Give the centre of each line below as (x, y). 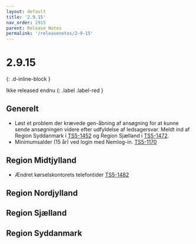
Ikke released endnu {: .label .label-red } (55, 90)
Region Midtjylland (41, 161)
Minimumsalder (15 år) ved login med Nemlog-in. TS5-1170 (86, 141)
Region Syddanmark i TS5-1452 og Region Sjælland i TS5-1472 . (92, 136)
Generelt (23, 109)
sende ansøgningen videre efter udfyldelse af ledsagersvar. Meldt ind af (102, 129)
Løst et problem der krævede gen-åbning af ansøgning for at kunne (97, 123)
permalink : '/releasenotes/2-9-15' (50, 34)
